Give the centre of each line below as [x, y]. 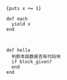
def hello [19, 50]
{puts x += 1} [24, 8]
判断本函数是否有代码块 [36, 57]
